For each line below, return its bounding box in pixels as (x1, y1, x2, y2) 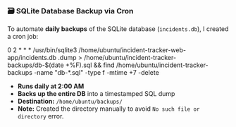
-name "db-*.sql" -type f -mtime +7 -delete (34, 68, 160, 77)
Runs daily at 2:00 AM (17, 82, 85, 90)
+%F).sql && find (66, 61, 115, 69)
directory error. (17, 112, 64, 121)
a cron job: (7, 32, 39, 41)
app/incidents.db (7, 54, 57, 62)
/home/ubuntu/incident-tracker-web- (78, 46, 187, 54)
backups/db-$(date (7, 61, 65, 69)
